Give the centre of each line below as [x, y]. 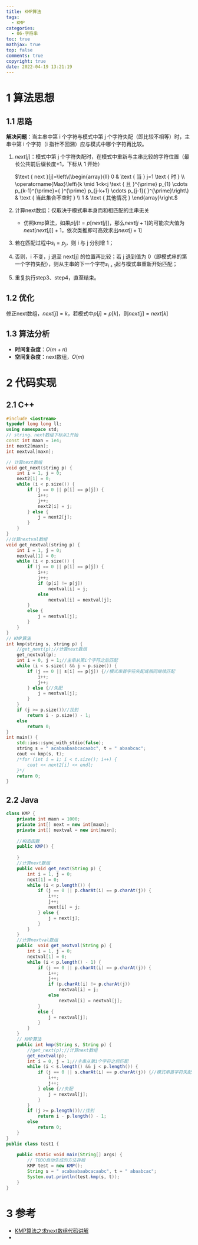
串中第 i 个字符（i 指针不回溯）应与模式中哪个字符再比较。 [77, 144]
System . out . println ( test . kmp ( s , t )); [73, 1177]
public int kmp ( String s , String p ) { [64, 1045]
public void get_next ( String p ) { [59, 868]
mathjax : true [24, 45]
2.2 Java [22, 800]
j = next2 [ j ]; [55, 517]
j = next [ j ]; [64, 918]
